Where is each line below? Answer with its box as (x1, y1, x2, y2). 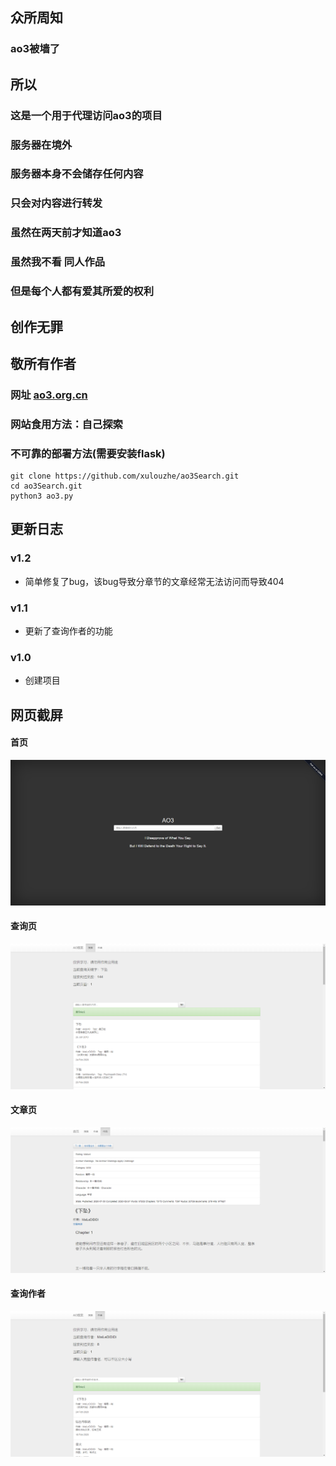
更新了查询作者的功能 (24, 625, 113, 637)
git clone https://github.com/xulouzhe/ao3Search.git (10, 471, 240, 482)
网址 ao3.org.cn (10, 388, 88, 402)
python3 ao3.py (10, 491, 74, 502)
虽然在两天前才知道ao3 (10, 226, 122, 240)
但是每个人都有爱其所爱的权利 (10, 284, 155, 298)
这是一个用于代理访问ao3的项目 (10, 108, 163, 122)
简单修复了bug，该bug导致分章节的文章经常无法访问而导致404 (24, 575, 285, 587)
